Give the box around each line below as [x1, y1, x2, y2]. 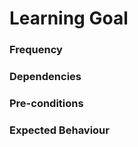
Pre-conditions [9, 96, 84, 110]
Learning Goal [9, 7, 129, 30]
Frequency [9, 43, 63, 57]
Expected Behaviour [9, 123, 110, 137]
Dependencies [9, 70, 82, 84]
